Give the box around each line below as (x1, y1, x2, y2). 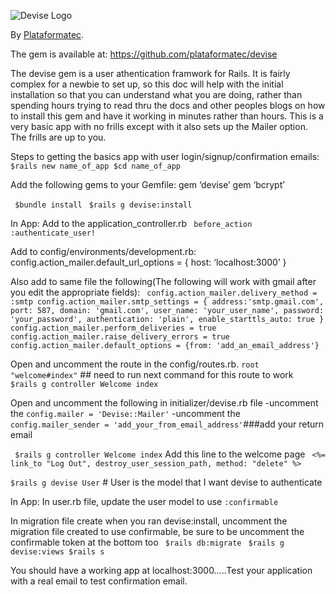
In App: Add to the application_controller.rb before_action (10, 218, 253, 229)
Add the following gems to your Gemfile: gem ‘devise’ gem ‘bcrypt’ (10, 179, 285, 190)
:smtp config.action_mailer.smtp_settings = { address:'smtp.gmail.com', (10, 297, 325, 307)
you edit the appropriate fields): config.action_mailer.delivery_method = (10, 286, 318, 298)
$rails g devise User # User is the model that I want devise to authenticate (10, 476, 323, 488)
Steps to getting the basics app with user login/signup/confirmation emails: (10, 151, 320, 162)
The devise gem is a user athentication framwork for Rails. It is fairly (10, 68, 291, 79)
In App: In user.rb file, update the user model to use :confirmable (10, 496, 279, 507)
